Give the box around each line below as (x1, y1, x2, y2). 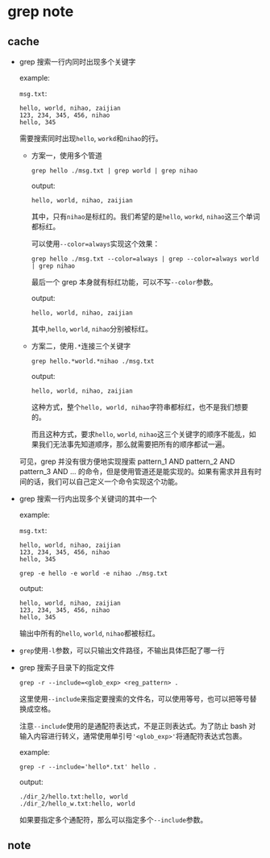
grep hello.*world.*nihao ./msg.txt (31, 357, 155, 365)
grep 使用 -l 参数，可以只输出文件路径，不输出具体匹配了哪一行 (19, 646, 225, 655)
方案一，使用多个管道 (31, 151, 102, 160)
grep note (7, 2, 74, 21)
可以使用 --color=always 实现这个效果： (31, 239, 160, 248)
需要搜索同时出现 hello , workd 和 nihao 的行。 (19, 134, 163, 143)
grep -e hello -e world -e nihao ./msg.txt (19, 569, 168, 577)
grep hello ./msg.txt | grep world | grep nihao (31, 167, 198, 175)
